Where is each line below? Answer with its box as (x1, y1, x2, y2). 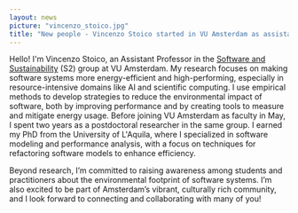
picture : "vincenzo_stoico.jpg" (9, 21, 129, 30)
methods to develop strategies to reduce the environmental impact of (9, 91, 263, 102)
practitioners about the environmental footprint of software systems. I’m (9, 175, 272, 185)
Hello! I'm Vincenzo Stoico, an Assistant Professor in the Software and (9, 54, 266, 65)
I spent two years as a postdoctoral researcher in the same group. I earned (9, 120, 283, 130)
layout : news (9, 12, 58, 22)
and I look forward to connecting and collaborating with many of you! (9, 193, 262, 204)
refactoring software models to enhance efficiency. (9, 148, 197, 159)
